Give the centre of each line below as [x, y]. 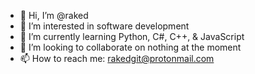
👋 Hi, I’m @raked [54, 15]
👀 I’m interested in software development [104, 26]
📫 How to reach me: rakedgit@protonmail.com [117, 58]
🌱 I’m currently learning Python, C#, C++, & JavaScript [132, 36]
